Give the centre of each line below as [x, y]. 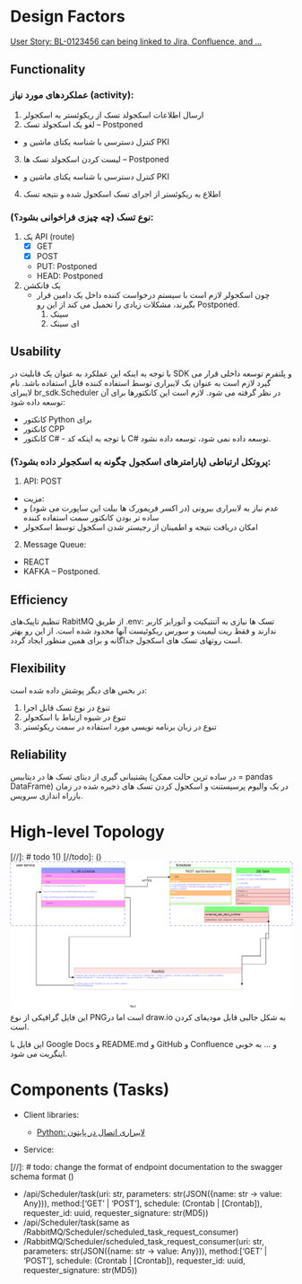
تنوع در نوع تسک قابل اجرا [67, 707]
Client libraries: [51, 1114]
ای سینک [65, 324]
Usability [36, 352]
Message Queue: [55, 545]
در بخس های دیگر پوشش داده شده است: [78, 690]
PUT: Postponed [67, 266]
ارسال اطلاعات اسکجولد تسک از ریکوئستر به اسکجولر [113, 115]
